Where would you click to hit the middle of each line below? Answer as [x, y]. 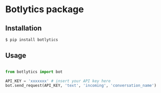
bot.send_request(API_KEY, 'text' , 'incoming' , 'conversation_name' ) [81, 86]
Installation [24, 28]
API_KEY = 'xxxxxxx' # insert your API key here [58, 81]
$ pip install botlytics [32, 40]
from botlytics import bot [34, 72]
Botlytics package [45, 9]
